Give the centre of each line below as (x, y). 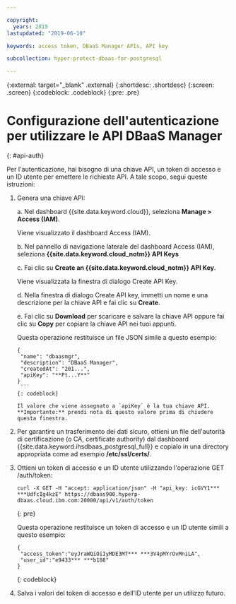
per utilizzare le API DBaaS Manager (114, 136)
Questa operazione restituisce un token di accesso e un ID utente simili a (123, 528)
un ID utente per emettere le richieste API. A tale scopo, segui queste (107, 177)
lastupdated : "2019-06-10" (46, 33)
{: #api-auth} (25, 155)
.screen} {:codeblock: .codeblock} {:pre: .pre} (73, 93)
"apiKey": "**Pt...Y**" (55, 375)
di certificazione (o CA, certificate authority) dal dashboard (102, 439)
